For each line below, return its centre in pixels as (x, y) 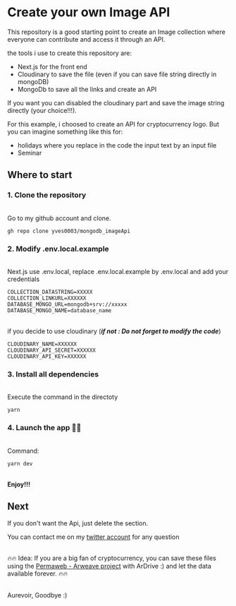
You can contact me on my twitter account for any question (93, 537)
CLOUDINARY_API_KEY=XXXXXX (47, 356)
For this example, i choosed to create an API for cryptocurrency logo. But (113, 124)
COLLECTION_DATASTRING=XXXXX (50, 292)
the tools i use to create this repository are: (70, 53)
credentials (24, 279)
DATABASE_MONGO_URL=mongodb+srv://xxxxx (68, 304)
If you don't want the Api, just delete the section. (78, 523)
